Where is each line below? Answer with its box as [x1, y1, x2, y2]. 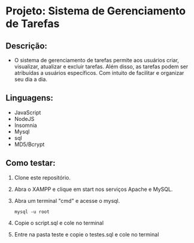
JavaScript [14, 109, 41, 116]
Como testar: [5, 158, 56, 168]
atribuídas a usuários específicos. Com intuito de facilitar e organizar [14, 69, 184, 76]
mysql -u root [14, 208, 50, 215]
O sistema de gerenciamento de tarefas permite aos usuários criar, [14, 57, 179, 63]
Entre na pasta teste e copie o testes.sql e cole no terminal [14, 230, 159, 238]
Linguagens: [5, 93, 53, 103]
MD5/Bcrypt [14, 141, 45, 148]
